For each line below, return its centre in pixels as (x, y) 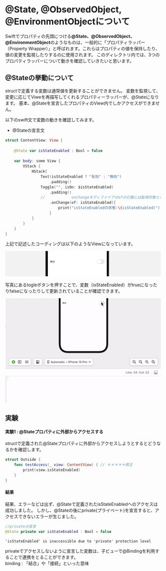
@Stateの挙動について (40, 78)
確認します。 (31, 450)
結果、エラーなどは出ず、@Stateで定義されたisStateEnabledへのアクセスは (82, 504)
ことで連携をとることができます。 (44, 557)
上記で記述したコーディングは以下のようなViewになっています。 (70, 244)
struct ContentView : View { (34, 140)
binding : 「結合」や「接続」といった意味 (47, 563)
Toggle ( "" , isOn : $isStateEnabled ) (77, 187)
